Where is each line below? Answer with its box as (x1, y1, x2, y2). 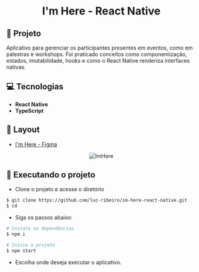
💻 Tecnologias (6, 81, 64, 92)
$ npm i (6, 231, 26, 238)
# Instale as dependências (6, 226, 74, 232)
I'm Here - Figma (14, 141, 57, 148)
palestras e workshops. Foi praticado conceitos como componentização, (6, 51, 188, 58)
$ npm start (6, 247, 36, 254)
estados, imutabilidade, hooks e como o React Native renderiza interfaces (6, 57, 190, 64)
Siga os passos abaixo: (14, 214, 72, 221)
